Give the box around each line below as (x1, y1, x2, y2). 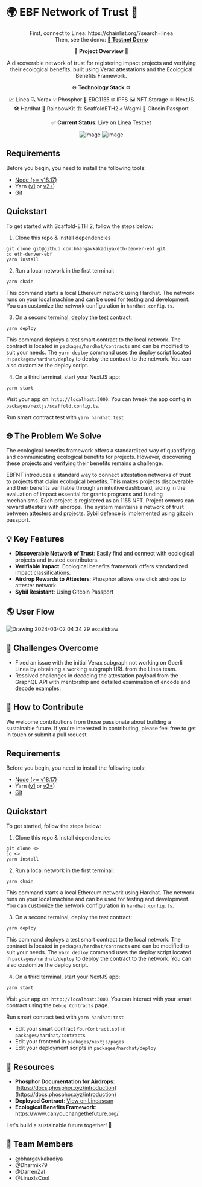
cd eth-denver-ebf (6, 251, 52, 257)
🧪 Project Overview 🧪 (74, 47, 128, 55)
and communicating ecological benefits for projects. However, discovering (6, 454, 191, 461)
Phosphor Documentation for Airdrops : (14, 1078, 115, 1085)
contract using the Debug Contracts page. (6, 1002, 110, 1009)
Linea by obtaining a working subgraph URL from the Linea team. (14, 665, 177, 673)
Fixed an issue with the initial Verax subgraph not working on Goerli (14, 659, 183, 666)
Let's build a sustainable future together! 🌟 (6, 1122, 112, 1129)
